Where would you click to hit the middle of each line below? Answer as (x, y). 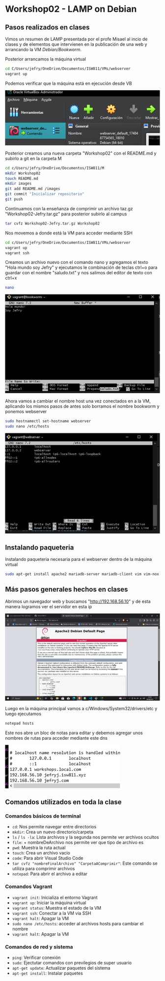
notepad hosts (20, 723)
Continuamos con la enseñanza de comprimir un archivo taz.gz (69, 208)
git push (14, 199)
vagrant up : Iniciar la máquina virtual (49, 903)
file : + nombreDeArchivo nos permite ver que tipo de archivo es (78, 843)
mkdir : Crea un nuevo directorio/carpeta (53, 832)
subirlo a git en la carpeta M (34, 158)
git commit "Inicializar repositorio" (45, 194)
